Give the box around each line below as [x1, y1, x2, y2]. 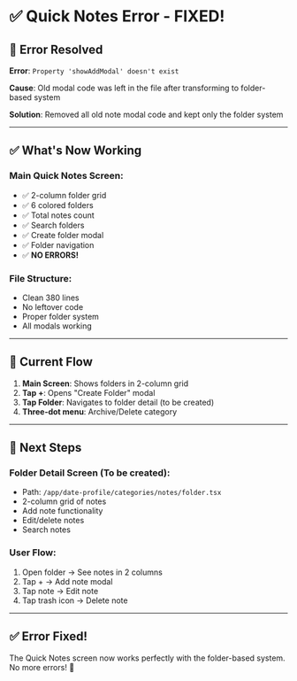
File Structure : [9, 272, 72, 284]
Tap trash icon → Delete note [21, 595, 128, 606]
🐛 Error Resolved [9, 42, 103, 57]
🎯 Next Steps [9, 440, 82, 455]
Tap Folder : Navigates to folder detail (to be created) [21, 397, 215, 407]
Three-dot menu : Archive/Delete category [21, 406, 178, 417]
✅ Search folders [21, 220, 85, 230]
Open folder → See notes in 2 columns [21, 567, 164, 577]
